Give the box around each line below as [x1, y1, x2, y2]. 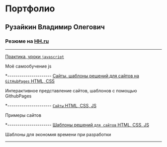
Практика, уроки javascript [5, 53, 65, 60]
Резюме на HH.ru [5, 38, 49, 45]
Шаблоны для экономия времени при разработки [5, 131, 111, 137]
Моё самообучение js [5, 63, 52, 69]
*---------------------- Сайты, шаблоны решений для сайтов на [5, 73, 139, 78]
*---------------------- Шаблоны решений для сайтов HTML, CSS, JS [5, 122, 149, 128]
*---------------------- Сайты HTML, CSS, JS [5, 102, 97, 108]
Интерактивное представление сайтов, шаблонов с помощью [5, 87, 138, 93]
